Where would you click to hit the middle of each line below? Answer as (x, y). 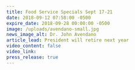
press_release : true (33, 57)
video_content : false (34, 46)
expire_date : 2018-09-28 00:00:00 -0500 (58, 23)
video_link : (21, 52)
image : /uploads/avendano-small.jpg (53, 29)
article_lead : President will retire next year (68, 40)
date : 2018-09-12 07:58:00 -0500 (49, 18)
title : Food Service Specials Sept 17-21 (60, 12)
